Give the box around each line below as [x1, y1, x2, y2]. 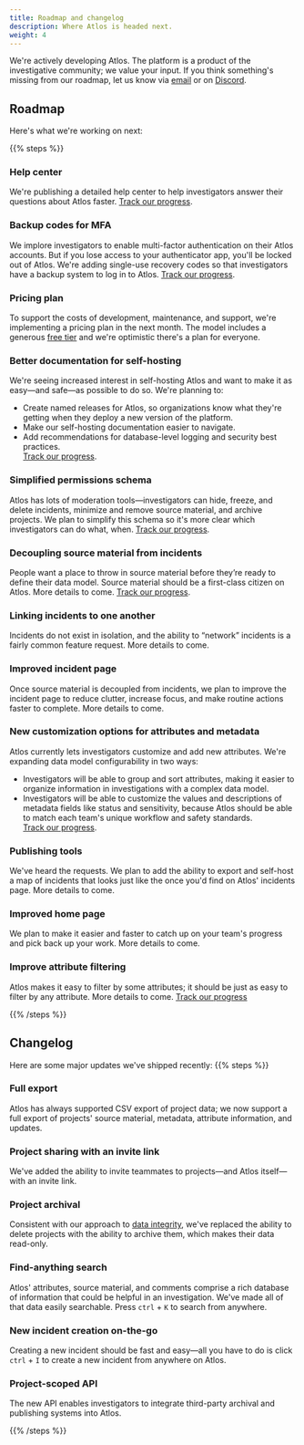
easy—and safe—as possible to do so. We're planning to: [9, 385, 224, 396]
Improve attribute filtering [9, 961, 127, 973]
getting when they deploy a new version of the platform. [22, 412, 234, 423]
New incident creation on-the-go [9, 1324, 158, 1336]
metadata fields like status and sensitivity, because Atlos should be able [22, 802, 293, 813]
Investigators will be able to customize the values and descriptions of [22, 793, 282, 804]
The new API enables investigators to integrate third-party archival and [9, 1398, 276, 1409]
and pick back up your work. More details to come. [9, 938, 200, 949]
